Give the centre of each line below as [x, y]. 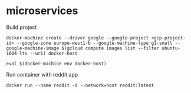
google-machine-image [33, 48]
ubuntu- [171, 48]
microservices [42, 11]
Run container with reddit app [42, 74]
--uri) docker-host [54, 53]
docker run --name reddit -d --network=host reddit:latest [80, 85]
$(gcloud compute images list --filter [111, 48]
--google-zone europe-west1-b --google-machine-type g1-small [95, 43]
